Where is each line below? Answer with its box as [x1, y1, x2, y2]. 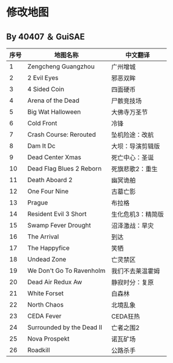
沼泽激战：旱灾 [111, 221, 154, 230]
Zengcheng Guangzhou [27, 62, 95, 70]
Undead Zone [27, 255, 67, 263]
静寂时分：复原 [111, 278, 154, 286]
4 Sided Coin [27, 85, 65, 93]
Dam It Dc [27, 142, 56, 150]
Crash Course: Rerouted [27, 131, 96, 139]
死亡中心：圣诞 [111, 154, 154, 162]
